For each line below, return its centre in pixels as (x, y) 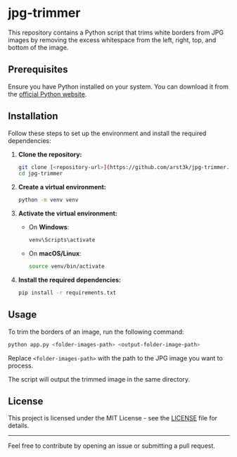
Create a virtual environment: (62, 187)
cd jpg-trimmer (40, 174)
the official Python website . (47, 94)
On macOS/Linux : (55, 253)
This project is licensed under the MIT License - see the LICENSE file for (113, 418)
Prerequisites (38, 69)
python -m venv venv (48, 200)
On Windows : (49, 227)
